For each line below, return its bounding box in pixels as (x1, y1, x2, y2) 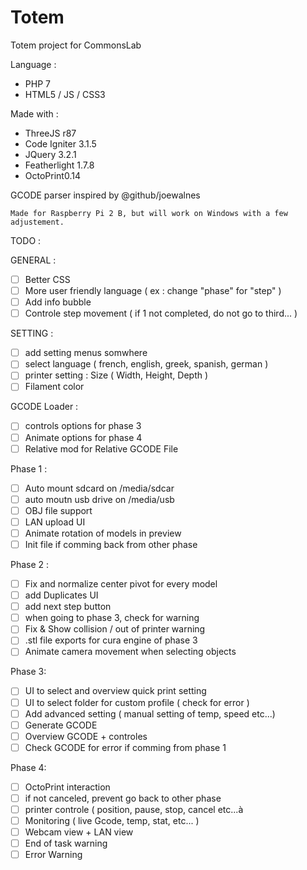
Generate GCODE (24, 719, 98, 731)
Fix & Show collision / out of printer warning (24, 623, 206, 635)
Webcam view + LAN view (24, 826, 134, 838)
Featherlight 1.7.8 (24, 159, 95, 171)
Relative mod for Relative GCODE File (24, 442, 179, 455)
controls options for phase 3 (24, 420, 142, 432)
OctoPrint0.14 (24, 169, 81, 181)
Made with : (10, 107, 59, 120)
